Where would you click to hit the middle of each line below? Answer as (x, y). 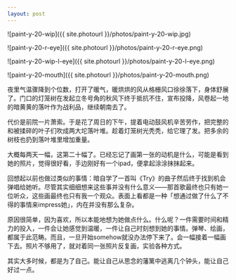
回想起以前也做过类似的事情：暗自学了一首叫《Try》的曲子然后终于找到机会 (117, 178)
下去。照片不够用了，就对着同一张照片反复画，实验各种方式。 (97, 246)
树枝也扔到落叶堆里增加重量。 (50, 139)
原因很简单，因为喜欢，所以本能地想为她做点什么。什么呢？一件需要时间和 (115, 219)
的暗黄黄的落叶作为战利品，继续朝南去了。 (69, 107)
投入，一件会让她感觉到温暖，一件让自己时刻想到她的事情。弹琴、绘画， (124, 228)
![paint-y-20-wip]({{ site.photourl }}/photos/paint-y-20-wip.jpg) (99, 34)
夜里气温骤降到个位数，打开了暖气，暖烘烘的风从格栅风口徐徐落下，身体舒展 (118, 89)
